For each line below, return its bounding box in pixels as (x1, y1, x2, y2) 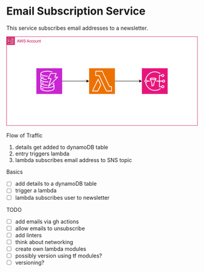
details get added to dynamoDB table (15, 144, 109, 151)
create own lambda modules (15, 245, 87, 253)
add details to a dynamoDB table (15, 180, 97, 188)
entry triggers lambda (15, 150, 70, 157)
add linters (15, 231, 42, 239)
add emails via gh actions (15, 217, 79, 225)
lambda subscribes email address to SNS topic (15, 157, 132, 164)
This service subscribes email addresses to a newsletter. (6, 24, 149, 32)
